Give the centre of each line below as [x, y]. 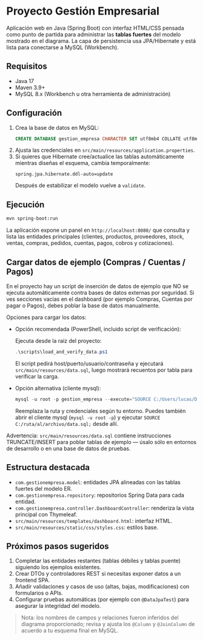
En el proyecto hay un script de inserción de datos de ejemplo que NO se [98, 286]
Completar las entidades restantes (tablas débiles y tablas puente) [98, 561]
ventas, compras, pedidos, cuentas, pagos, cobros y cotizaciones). [90, 243]
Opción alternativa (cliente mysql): [58, 388]
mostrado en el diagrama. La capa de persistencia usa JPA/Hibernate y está [101, 41]
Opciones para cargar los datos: [46, 317]
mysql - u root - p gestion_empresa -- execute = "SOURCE [83, 399]
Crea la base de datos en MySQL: [57, 127]
